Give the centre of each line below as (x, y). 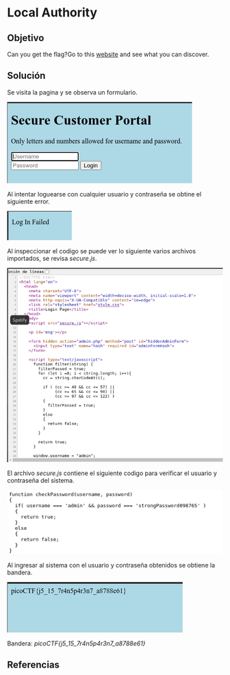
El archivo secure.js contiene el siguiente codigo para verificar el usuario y (112, 473)
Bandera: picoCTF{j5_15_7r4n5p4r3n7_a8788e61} (76, 644)
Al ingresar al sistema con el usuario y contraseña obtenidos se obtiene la (111, 565)
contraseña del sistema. (41, 480)
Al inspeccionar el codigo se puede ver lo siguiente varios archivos (102, 251)
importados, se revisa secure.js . (52, 258)
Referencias (34, 665)
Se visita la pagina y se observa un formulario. (73, 92)
